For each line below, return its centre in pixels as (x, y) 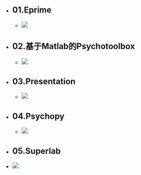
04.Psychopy (38, 116)
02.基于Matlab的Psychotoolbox (74, 46)
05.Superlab (36, 151)
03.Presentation (44, 82)
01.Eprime (32, 10)
